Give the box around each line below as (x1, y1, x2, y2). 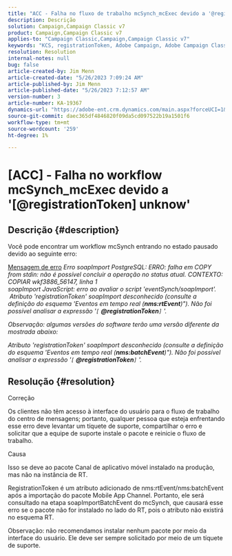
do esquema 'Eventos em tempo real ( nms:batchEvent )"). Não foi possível (8, 349, 221, 357)
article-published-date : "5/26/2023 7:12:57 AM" (8, 87, 150, 94)
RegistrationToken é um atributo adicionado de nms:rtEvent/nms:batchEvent (8, 484, 224, 493)
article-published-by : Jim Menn (8, 81, 101, 87)
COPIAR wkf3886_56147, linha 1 (8, 278, 98, 286)
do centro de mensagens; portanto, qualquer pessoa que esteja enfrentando (8, 415, 225, 423)
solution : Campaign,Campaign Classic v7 (8, 23, 126, 30)
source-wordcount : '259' (8, 125, 79, 132)
